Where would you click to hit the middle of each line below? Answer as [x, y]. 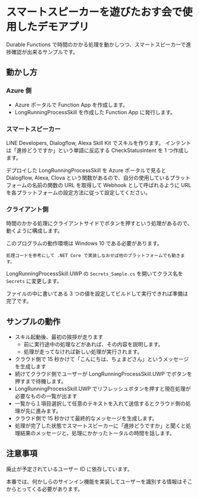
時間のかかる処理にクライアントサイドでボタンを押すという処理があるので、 [99, 223]
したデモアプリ [53, 27]
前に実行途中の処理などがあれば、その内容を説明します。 [94, 345]
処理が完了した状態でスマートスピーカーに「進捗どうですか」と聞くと [100, 426]
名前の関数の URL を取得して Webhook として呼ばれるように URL [111, 185]
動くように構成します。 [35, 231]
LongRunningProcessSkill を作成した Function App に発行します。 [95, 112]
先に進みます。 [43, 411]
